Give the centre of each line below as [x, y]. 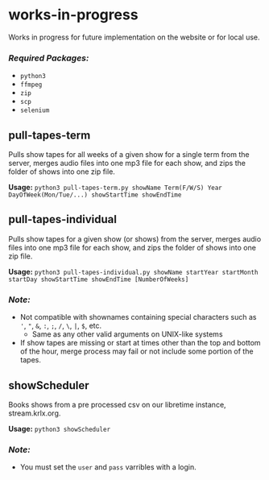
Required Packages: [49, 58]
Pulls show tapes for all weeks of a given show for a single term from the [129, 155]
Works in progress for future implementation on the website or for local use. [134, 37]
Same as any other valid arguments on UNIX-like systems [127, 334]
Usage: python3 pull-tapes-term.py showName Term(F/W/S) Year [116, 188]
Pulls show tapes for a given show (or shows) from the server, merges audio [135, 238]
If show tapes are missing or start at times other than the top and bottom [140, 343]
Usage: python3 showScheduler [60, 428]
